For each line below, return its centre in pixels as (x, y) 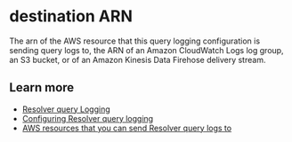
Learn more (42, 87)
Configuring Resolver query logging (88, 118)
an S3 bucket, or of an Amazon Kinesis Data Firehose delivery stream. (138, 59)
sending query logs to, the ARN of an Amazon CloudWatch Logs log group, (146, 50)
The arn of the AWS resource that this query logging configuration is (135, 41)
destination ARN (71, 16)
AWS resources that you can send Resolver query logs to (127, 128)
